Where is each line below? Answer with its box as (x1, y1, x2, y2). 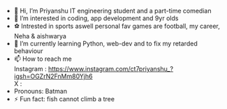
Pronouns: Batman (13, 87, 68, 95)
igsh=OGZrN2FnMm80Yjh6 (13, 72, 93, 80)
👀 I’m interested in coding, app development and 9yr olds (13, 14, 179, 22)
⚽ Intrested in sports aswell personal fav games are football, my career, (13, 22, 220, 30)
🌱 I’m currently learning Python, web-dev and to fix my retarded (13, 39, 198, 48)
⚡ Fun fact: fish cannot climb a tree (13, 95, 115, 103)
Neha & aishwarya (13, 32, 66, 40)
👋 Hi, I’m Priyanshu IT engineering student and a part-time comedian (13, 7, 212, 15)
